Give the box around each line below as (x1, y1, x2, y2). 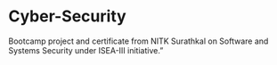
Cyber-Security (8, 6, 126, 27)
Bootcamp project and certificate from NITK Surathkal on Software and (8, 36, 269, 46)
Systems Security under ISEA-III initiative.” (8, 45, 164, 55)
